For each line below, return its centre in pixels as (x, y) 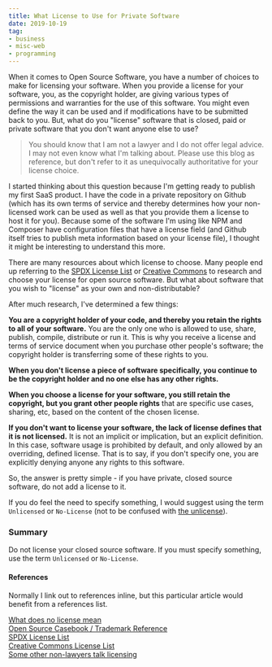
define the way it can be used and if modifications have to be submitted (128, 111)
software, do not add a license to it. (68, 486)
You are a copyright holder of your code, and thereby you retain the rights (135, 320)
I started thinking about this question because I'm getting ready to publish (132, 186)
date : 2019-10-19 (38, 24)
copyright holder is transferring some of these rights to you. (108, 354)
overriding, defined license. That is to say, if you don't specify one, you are (134, 453)
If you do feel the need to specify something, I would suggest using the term (136, 502)
